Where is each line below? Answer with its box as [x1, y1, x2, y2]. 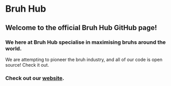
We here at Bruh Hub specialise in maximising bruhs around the [5, 39, 166, 46]
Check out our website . [5, 74, 65, 81]
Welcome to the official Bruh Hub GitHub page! [5, 23, 157, 32]
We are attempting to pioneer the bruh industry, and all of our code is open [5, 56, 163, 63]
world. [5, 45, 22, 52]
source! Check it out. [5, 62, 50, 68]
